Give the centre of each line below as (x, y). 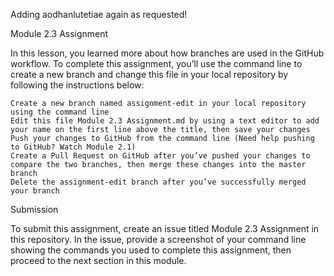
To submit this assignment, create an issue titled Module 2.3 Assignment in (165, 228)
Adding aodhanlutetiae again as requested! (99, 14)
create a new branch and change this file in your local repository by (149, 74)
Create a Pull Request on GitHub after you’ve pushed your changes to (160, 156)
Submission (34, 209)
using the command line (60, 112)
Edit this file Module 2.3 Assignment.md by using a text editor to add (165, 121)
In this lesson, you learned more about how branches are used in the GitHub (167, 53)
